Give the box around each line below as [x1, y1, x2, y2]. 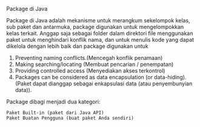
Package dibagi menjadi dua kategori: [6, 98, 101, 105]
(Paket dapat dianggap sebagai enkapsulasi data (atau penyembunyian [15, 80, 193, 87]
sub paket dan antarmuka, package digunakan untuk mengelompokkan [6, 24, 184, 30]
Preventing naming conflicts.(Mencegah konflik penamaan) [15, 54, 163, 61]
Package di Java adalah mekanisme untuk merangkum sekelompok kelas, [6, 17, 190, 24]
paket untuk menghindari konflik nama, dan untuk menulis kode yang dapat [6, 36, 195, 43]
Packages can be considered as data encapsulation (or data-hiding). [15, 74, 187, 80]
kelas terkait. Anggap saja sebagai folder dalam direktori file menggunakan [6, 30, 193, 37]
